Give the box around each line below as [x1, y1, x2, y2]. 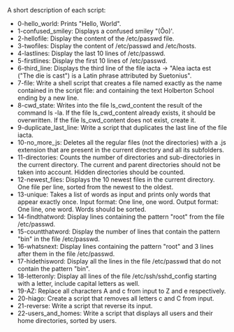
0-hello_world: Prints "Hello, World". [17, 20, 122, 27]
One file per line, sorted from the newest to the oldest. [17, 183, 173, 191]
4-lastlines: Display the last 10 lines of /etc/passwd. [17, 49, 166, 57]
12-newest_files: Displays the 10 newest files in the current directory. [17, 175, 215, 184]
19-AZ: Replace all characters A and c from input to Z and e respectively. [17, 287, 226, 295]
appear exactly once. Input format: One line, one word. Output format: [17, 198, 219, 205]
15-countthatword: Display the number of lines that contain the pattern [17, 227, 221, 236]
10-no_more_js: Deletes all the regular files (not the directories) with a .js [17, 138, 226, 146]
